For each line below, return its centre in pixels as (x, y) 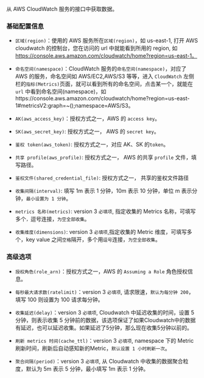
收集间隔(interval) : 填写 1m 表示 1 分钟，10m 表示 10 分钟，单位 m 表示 (104, 191)
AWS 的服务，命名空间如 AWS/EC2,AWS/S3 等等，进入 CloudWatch (99, 76)
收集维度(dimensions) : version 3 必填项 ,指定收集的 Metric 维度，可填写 (101, 232)
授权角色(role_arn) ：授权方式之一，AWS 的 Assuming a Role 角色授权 (101, 271)
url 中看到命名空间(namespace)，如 (61, 92)
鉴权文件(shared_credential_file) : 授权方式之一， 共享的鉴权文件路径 (102, 178)
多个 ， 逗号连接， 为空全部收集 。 (52, 219)
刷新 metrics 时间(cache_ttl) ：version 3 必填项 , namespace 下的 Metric (104, 340)
